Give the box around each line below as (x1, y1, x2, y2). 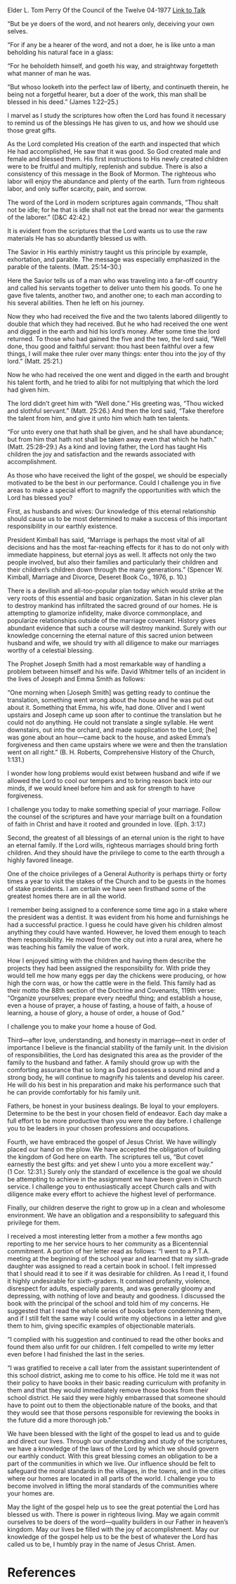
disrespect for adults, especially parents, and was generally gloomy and (7, 1284, 216, 1293)
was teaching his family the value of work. (7, 943, 130, 951)
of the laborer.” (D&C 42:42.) (7, 213, 91, 221)
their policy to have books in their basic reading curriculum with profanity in (7, 1379, 226, 1387)
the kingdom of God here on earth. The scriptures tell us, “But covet (7, 1153, 204, 1161)
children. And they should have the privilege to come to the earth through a (7, 849, 225, 857)
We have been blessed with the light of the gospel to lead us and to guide (7, 1430, 221, 1438)
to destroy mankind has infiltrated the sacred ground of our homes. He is (7, 602, 218, 609)
